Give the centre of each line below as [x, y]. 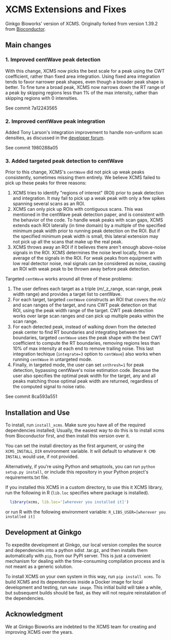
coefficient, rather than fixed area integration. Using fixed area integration [83, 76]
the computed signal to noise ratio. [49, 387]
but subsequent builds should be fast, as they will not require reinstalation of [86, 592]
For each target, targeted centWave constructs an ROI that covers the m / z [89, 300]
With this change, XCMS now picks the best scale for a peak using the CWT [85, 71]
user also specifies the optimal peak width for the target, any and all [84, 376]
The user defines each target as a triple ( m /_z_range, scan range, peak [87, 289]
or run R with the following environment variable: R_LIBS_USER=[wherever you [86, 512]
